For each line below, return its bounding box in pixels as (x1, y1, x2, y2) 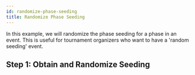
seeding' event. (6, 42, 44, 50)
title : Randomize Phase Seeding (6, 14, 85, 20)
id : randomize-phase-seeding (6, 8, 77, 15)
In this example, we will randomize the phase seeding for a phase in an (6, 30, 177, 37)
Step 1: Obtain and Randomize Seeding (6, 59, 150, 69)
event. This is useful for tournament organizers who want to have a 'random (6, 36, 189, 43)
